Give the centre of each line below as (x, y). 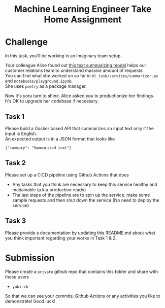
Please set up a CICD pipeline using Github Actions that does (67, 175)
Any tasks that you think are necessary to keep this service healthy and (85, 184)
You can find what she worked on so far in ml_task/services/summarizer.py (82, 76)
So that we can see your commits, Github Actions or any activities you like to (83, 296)
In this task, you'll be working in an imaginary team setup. (64, 56)
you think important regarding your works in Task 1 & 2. (61, 238)
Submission (30, 258)
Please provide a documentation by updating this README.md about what (80, 233)
